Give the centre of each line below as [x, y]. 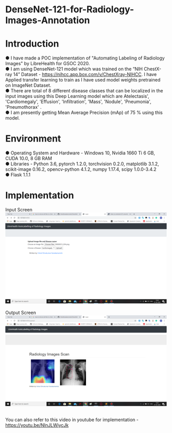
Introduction [32, 44]
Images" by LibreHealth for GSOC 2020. [48, 64]
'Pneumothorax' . [24, 107]
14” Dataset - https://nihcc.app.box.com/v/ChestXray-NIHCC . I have [85, 74]
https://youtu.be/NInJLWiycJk [37, 425]
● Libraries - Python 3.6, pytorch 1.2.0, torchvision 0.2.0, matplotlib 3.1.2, [82, 164]
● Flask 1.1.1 [18, 175]
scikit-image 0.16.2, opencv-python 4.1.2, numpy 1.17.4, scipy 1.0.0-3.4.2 [81, 169]
